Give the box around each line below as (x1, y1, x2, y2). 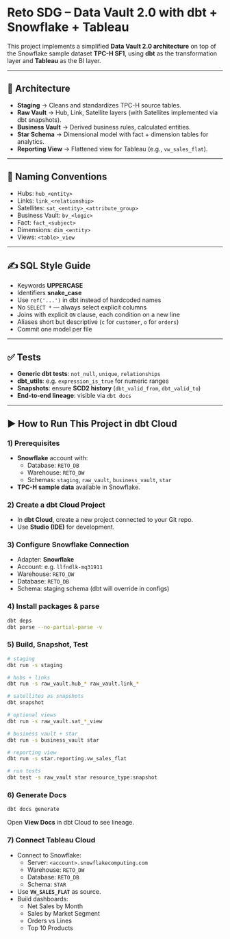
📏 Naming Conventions (7, 171, 107, 183)
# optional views (7, 712, 57, 718)
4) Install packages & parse (7, 601, 100, 611)
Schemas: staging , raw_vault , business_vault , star (27, 475, 172, 484)
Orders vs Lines (27, 916, 72, 925)
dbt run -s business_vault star (7, 736, 99, 744)
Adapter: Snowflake (16, 555, 75, 564)
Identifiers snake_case (16, 289, 82, 297)
